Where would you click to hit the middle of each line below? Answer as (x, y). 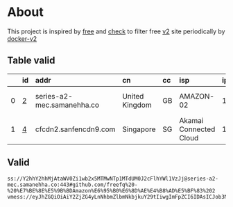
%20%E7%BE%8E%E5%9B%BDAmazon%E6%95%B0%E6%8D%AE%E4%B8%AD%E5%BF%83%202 (111, 191)
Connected (197, 129)
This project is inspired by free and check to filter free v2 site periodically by (116, 31)
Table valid (31, 61)
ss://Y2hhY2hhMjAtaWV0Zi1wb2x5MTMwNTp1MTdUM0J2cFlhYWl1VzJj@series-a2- (113, 179)
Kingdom (137, 105)
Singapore (139, 129)
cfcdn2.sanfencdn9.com (75, 129)
